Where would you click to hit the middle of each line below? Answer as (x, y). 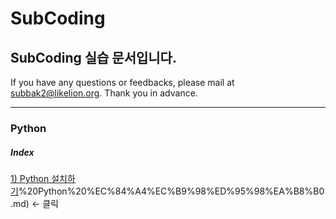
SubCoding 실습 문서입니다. (93, 57)
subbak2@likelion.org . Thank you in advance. (104, 93)
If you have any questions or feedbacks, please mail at (122, 82)
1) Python (30, 178)
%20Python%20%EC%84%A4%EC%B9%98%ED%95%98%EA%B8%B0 (171, 191)
